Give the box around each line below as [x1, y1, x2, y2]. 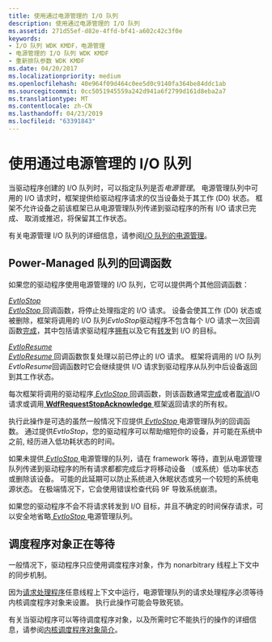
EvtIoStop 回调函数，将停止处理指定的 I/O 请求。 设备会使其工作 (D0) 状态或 [8, 305, 261, 315]
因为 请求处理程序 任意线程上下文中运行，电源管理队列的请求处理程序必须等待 [8, 588, 264, 597]
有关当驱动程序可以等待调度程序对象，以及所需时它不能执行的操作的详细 [8, 614, 249, 624]
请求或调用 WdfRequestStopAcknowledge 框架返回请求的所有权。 [8, 398, 232, 409]
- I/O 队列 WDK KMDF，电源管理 [8, 42, 105, 50]
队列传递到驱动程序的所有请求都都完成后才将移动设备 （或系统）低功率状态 [8, 463, 259, 474]
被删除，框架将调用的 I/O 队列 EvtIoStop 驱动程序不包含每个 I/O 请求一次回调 [8, 315, 261, 325]
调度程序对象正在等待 [8, 538, 115, 551]
